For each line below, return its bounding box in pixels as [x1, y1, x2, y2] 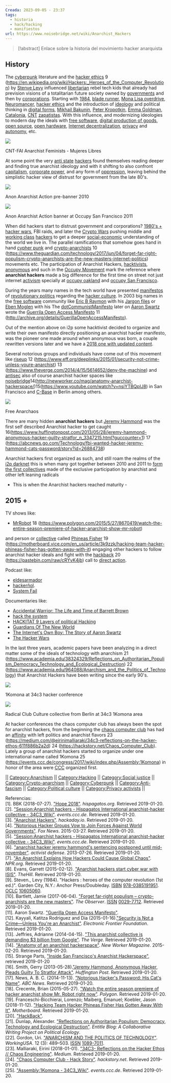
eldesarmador [12, 577, 42, 583]
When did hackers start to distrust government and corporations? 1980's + [5, 223, 162, 229]
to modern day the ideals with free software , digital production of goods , [5, 117, 158, 123]
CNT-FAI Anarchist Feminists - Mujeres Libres [5, 147, 102, 154]
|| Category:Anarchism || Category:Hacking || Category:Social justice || [5, 774, 155, 780]
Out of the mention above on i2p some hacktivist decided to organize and [5, 324, 160, 330]
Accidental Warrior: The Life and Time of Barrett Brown [12, 607, 129, 613]
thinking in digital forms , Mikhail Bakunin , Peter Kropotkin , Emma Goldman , [5, 106, 163, 113]
